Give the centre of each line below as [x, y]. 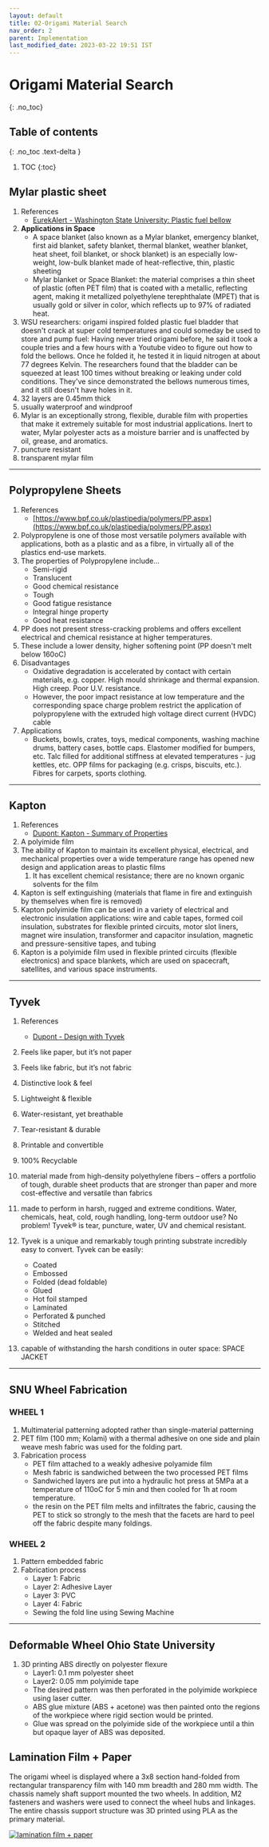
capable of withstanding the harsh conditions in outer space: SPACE [133, 1349]
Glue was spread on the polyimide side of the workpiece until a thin [143, 1723]
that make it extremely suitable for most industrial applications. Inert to [136, 424]
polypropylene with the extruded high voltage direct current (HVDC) [144, 713]
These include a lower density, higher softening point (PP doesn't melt [136, 645]
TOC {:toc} [38, 167]
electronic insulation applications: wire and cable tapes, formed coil [132, 918]
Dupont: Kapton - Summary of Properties [100, 833]
